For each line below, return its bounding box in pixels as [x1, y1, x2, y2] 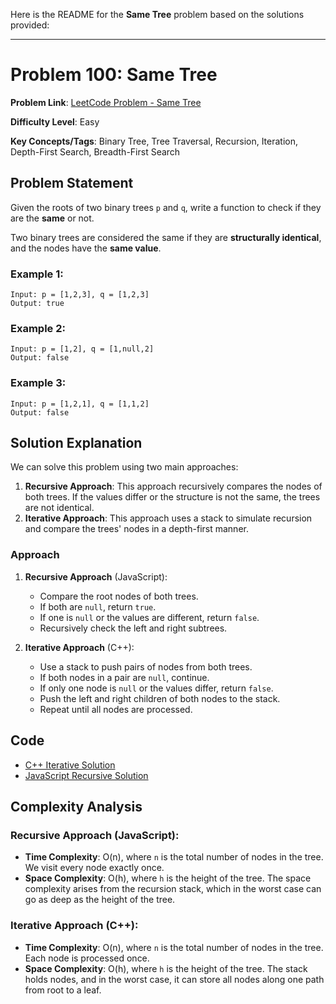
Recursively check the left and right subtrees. [39, 622, 228, 634]
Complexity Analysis [10, 798, 143, 815]
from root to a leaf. [24, 984, 102, 996]
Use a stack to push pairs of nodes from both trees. [39, 660, 253, 673]
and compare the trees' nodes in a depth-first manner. [24, 523, 249, 535]
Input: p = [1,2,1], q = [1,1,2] [10, 399, 150, 409]
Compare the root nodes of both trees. [39, 590, 199, 602]
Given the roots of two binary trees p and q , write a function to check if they [10, 201, 322, 213]
